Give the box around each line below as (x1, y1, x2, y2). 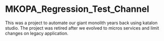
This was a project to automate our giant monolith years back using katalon (5, 20, 158, 26)
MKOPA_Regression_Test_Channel (5, 3, 149, 15)
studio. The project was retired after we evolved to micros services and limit (5, 25, 159, 31)
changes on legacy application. (5, 30, 69, 36)
